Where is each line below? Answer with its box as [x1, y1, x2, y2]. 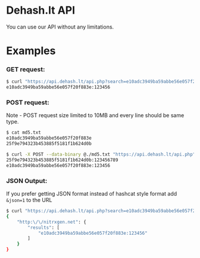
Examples [6, 44, 56, 58]
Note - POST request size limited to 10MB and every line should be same [6, 112, 185, 119]
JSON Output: [6, 177, 48, 185]
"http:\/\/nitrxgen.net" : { [17, 219, 86, 225]
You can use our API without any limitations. [6, 23, 114, 30]
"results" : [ [27, 224, 60, 231]
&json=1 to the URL [6, 197, 52, 204]
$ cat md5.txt [6, 130, 42, 136]
